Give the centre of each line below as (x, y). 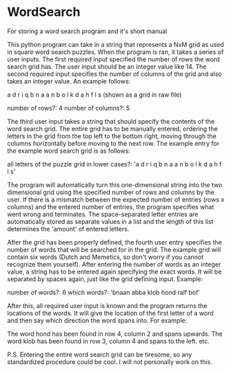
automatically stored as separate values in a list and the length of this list (110, 221)
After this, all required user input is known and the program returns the (107, 305)
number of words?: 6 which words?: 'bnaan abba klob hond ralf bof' (104, 292)
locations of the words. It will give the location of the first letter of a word (110, 313)
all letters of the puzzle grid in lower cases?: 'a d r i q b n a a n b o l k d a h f (114, 164)
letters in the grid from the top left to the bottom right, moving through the (112, 136)
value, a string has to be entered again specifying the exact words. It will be (114, 271)
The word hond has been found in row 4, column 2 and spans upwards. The (115, 334)
